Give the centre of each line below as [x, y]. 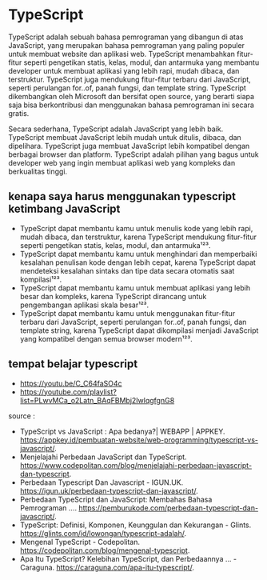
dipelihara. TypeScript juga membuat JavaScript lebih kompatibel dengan [129, 146]
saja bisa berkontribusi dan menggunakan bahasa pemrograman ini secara [131, 105]
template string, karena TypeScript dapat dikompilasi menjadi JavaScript [139, 330]
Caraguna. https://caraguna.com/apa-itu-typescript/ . [107, 567]
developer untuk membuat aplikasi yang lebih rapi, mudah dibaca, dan [124, 70]
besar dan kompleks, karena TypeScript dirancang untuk [113, 296]
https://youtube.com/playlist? [68, 392]
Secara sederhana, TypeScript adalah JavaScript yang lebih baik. [116, 129]
